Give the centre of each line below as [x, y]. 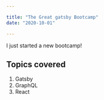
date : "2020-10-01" [31, 23]
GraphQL [26, 85]
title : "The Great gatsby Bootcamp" [52, 17]
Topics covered [36, 64]
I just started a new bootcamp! [44, 45]
